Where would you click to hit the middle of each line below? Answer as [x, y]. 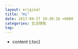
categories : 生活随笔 [26, 23]
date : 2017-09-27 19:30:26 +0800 [39, 19]
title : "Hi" [17, 14]
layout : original [23, 10]
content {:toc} [26, 42]
